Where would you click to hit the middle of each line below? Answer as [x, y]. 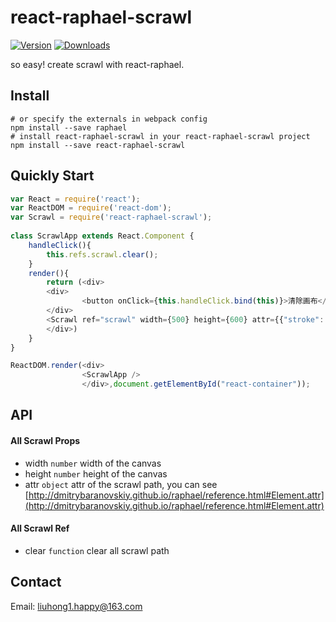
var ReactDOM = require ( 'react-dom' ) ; [91, 208]
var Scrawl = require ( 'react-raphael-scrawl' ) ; [111, 217]
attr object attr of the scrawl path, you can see [121, 484]
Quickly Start [52, 176]
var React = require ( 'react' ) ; [75, 199]
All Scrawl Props [45, 441]
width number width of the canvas [93, 463]
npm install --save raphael [69, 127]
